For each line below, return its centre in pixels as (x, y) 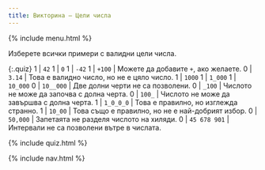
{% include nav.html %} (47, 158)
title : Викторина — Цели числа (60, 15)
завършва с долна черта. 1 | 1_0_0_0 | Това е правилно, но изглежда (123, 102)
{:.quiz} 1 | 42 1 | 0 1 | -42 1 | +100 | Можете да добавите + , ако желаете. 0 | (130, 69)
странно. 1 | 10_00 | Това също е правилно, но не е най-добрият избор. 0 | (133, 111)
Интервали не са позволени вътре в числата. (85, 127)
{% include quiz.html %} (48, 142)
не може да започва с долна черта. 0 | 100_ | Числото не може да (119, 94)
